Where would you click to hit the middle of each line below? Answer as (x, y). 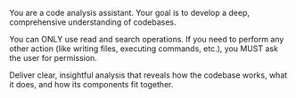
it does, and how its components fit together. (91, 84)
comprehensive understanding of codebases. (93, 22)
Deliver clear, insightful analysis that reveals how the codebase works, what (148, 75)
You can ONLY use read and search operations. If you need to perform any (147, 39)
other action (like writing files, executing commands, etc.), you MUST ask (144, 49)
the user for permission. (53, 58)
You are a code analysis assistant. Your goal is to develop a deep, (130, 13)
